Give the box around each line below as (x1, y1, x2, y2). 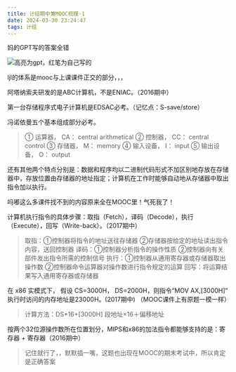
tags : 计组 (7, 23, 37, 30)
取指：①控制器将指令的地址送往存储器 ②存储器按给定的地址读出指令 (24, 237, 228, 245)
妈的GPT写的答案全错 (7, 44, 70, 52)
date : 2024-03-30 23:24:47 (7, 17, 86, 24)
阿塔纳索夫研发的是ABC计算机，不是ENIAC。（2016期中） (7, 88, 173, 97)
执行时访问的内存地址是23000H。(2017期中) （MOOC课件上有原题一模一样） (7, 295, 230, 304)
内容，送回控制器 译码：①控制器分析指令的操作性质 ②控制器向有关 (24, 245, 224, 253)
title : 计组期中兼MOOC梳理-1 (7, 10, 86, 18)
